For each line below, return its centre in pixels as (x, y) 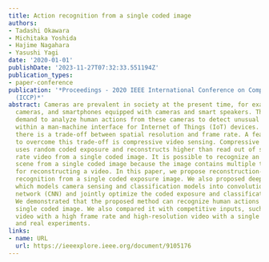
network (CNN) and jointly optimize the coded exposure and (118, 194)
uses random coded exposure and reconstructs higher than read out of (136, 149)
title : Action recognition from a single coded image (100, 16)
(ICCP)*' (30, 97)
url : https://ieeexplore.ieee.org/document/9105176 (104, 246)
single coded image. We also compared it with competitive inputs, (130, 208)
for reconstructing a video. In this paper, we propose (110, 172)
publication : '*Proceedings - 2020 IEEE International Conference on (127, 90)
